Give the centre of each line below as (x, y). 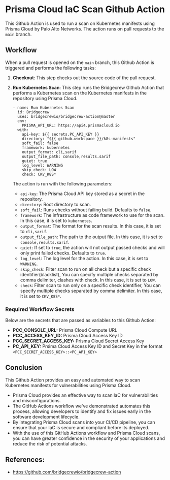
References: (25, 460)
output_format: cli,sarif (49, 152)
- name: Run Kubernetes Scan (43, 108)
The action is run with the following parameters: (62, 183)
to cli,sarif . (34, 231)
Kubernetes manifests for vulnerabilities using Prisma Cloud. (69, 385)
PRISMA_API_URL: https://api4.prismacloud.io (71, 125)
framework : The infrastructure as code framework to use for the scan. (92, 215)
